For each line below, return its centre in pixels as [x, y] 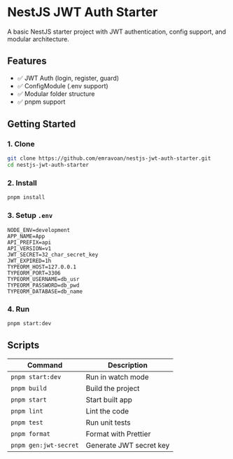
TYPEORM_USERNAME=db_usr [43, 279]
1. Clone [21, 144]
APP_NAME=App [26, 236]
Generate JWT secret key [128, 445]
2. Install [22, 183]
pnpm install [26, 198]
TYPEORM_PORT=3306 [34, 273]
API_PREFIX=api [29, 242]
